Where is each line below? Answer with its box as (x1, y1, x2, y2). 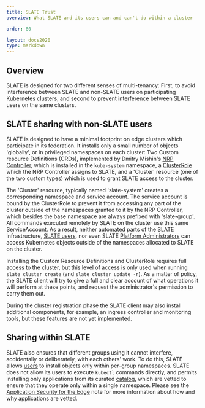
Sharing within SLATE (6, 332, 91, 343)
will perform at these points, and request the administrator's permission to (6, 283, 193, 291)
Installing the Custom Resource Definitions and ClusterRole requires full (6, 257, 187, 264)
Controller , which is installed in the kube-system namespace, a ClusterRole (6, 161, 193, 169)
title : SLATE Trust (6, 9, 56, 15)
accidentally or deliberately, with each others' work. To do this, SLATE (6, 355, 183, 363)
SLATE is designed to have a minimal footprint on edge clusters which (6, 135, 182, 143)
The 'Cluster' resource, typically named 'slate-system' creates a (6, 186, 168, 194)
